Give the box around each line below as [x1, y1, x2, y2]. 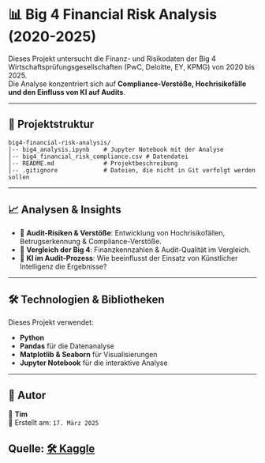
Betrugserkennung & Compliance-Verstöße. [19, 236, 162, 246]
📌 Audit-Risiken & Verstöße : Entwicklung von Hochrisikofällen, [19, 228, 226, 237]
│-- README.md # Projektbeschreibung [8, 159, 178, 168]
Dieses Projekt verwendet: [8, 318, 94, 327]
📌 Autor [8, 388, 47, 402]
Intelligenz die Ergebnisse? [19, 262, 107, 271]
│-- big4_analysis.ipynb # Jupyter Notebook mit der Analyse [8, 145, 224, 153]
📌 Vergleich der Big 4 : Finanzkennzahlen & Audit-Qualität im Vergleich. [19, 245, 251, 254]
